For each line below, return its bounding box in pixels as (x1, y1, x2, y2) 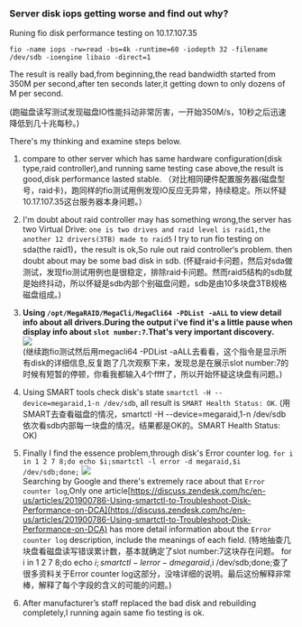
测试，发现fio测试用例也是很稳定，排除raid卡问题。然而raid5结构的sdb (22, 267, 285, 278)
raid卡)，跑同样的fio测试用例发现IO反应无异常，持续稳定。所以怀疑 (38, 185, 287, 196)
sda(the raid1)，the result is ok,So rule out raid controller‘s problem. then (22, 244, 293, 255)
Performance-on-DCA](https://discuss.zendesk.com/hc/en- (22, 504, 246, 516)
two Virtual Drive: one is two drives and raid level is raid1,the (22, 224, 271, 235)
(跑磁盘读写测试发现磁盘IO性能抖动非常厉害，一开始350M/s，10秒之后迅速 (9, 106, 287, 117)
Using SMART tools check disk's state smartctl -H (22, 387, 211, 398)
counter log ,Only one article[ (22, 485, 131, 496)
